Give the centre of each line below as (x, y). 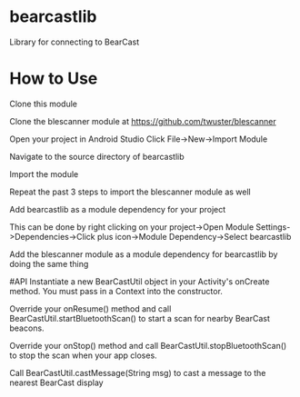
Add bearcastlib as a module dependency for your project (118, 209)
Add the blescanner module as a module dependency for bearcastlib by (144, 254)
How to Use (54, 79)
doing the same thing (49, 263)
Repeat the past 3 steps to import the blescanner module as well (130, 192)
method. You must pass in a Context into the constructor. (116, 291)
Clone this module (44, 104)
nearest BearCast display (56, 382)
